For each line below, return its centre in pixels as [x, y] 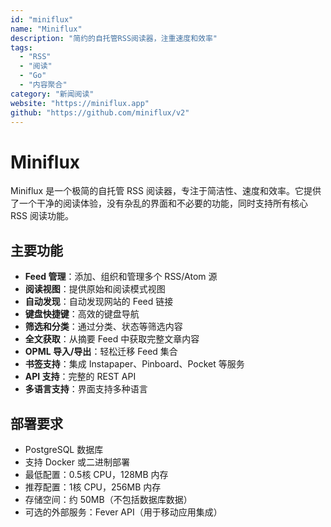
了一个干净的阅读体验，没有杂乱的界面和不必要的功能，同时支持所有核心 [159, 203]
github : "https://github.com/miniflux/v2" [100, 112]
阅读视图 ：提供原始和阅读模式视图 [95, 289]
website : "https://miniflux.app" [80, 103]
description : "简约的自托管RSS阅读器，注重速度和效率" [114, 38]
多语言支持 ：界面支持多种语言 [86, 389]
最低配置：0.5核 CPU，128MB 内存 [96, 474]
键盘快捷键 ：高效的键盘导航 [82, 314]
